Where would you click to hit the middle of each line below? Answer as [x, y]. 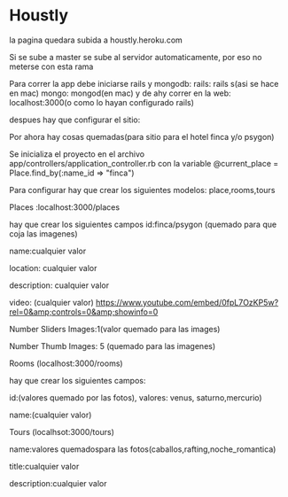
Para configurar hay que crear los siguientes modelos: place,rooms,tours [142, 190]
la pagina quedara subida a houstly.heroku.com [96, 40]
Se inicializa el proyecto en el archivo [77, 154]
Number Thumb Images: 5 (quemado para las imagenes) [113, 346]
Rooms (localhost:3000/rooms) [66, 363]
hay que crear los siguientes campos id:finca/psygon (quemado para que [143, 224]
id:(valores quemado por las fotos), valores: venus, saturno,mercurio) [136, 397]
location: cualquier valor [53, 268]
